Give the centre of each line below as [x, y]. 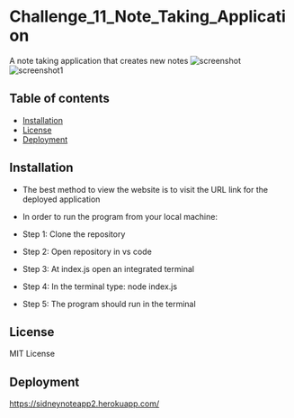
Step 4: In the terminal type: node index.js [100, 286]
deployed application [61, 199]
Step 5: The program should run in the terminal [109, 304]
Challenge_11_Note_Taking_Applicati [147, 17]
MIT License [32, 354]
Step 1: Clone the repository [74, 234]
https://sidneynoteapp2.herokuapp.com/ [85, 404]
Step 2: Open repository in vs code [87, 251]
